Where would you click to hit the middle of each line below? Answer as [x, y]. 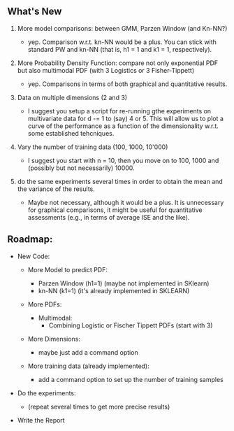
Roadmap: [30, 240]
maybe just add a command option [88, 352]
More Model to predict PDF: [68, 269]
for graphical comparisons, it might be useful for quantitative [115, 210]
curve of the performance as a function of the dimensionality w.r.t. [123, 126]
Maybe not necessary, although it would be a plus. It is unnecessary [126, 202]
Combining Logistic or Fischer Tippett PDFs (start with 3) [131, 325]
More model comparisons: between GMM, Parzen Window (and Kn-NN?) [122, 28]
